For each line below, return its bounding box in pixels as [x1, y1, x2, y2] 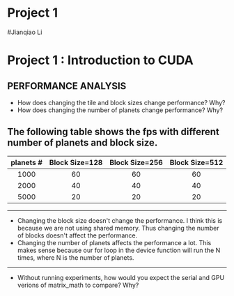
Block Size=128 [49, 157, 103, 167]
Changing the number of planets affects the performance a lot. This [17, 238, 212, 247]
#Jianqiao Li [7, 28, 42, 36]
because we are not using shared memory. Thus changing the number [17, 224, 219, 232]
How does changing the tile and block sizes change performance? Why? [17, 98, 226, 107]
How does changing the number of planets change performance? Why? [17, 106, 224, 114]
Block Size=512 [169, 157, 224, 167]
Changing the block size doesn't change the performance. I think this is [17, 216, 223, 224]
